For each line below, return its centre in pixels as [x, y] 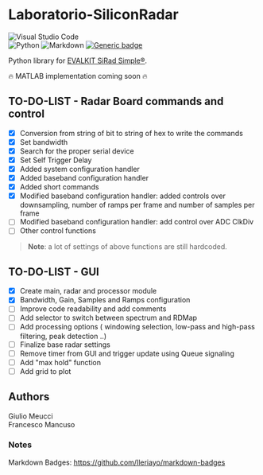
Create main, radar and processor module [88, 291]
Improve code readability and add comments [93, 309]
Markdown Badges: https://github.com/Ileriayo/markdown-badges [117, 462]
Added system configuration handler [80, 169]
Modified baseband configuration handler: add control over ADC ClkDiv [137, 222]
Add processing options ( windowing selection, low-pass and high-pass [137, 327]
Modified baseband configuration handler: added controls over [123, 196]
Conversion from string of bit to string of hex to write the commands [131, 133]
